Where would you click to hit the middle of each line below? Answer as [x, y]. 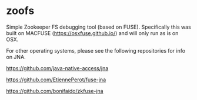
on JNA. [16, 57]
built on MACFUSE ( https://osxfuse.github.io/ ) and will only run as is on [92, 33]
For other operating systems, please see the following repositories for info [96, 50]
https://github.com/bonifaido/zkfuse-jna [55, 91]
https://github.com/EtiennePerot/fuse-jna [56, 80]
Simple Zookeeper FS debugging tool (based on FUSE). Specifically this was [98, 27]
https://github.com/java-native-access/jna [57, 68]
